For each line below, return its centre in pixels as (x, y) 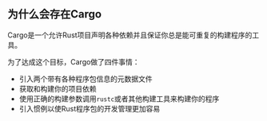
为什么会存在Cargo (54, 14)
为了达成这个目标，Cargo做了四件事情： (74, 61)
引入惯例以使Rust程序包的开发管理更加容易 (90, 108)
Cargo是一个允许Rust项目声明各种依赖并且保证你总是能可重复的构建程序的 (130, 35)
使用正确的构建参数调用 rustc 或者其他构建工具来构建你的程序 (119, 99)
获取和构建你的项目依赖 (58, 88)
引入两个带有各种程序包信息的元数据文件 (86, 79)
